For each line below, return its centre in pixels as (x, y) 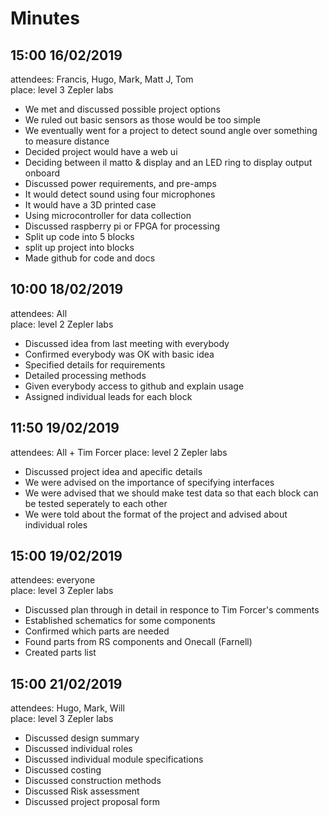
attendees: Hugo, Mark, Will (67, 708)
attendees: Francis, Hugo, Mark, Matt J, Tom (102, 79)
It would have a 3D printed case (90, 205)
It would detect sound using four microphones (120, 194)
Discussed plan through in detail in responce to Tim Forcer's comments (172, 610)
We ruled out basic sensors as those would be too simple (142, 120)
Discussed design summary (82, 738)
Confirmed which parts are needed (97, 631)
